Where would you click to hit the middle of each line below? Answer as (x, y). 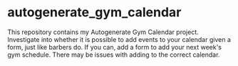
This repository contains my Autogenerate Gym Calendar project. (103, 32)
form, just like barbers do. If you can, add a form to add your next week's (115, 47)
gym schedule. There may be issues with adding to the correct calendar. (114, 55)
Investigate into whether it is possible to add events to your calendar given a (119, 39)
